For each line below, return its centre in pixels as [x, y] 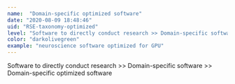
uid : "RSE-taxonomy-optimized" [53, 26]
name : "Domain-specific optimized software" [74, 14]
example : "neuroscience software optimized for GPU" [86, 46]
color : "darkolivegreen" [43, 40]
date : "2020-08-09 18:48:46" [50, 20]
